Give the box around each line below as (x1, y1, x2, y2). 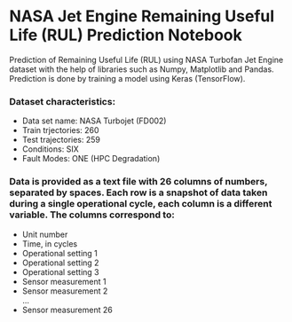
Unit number (21, 229, 68, 240)
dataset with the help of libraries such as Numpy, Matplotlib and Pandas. (9, 64, 274, 75)
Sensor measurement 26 (21, 304, 113, 315)
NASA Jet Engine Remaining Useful (9, 6, 275, 27)
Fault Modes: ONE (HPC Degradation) (21, 153, 161, 164)
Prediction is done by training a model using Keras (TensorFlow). (9, 73, 246, 83)
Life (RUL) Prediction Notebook (9, 25, 242, 45)
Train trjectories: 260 (21, 125, 99, 136)
